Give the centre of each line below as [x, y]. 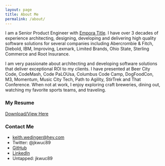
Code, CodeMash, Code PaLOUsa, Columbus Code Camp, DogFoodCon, [79, 74]
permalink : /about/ [25, 19]
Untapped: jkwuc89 [32, 158]
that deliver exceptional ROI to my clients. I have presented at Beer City [78, 69]
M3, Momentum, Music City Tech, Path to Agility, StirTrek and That [73, 79]
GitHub [20, 148]
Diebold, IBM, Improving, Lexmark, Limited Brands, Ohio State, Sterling [77, 49]
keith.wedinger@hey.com [38, 137]
